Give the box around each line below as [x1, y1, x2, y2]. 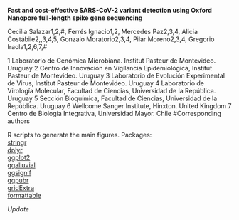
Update [7, 205, 30, 213]
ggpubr [7, 176, 29, 184]
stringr [7, 138, 27, 147]
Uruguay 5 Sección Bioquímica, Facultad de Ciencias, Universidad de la [7, 94, 218, 103]
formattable [7, 192, 41, 199]
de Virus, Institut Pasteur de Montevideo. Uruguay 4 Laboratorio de [7, 79, 205, 88]
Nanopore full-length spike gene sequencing [7, 14, 143, 22]
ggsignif [7, 169, 32, 177]
